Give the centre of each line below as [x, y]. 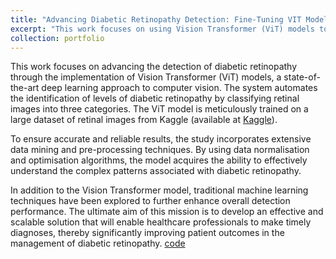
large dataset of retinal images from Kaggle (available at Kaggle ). [144, 120]
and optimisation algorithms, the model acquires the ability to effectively [159, 160]
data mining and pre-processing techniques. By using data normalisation [160, 150]
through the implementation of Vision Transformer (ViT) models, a [146, 77]
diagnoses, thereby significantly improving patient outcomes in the [147, 233]
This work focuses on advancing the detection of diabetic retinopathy [154, 67]
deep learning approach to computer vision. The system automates [179, 88]
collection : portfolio [57, 38]
